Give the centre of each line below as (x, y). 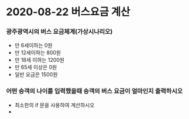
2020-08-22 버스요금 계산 (68, 12)
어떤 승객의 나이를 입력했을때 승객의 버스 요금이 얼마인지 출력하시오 (94, 91)
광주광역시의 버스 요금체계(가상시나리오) (59, 32)
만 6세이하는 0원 (33, 45)
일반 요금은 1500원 (36, 75)
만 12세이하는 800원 (38, 52)
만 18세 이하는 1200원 (39, 60)
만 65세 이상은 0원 (36, 67)
